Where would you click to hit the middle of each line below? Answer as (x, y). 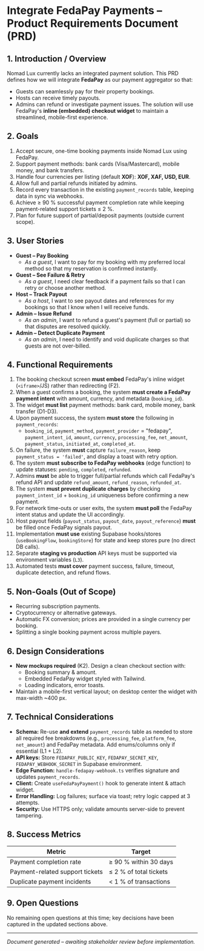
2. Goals (23, 136)
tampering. (29, 815)
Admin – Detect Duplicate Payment (60, 333)
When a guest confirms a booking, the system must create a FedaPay (103, 392)
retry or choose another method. (65, 287)
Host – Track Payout (41, 294)
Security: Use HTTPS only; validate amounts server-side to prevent (100, 809)
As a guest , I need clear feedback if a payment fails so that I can (105, 281)
